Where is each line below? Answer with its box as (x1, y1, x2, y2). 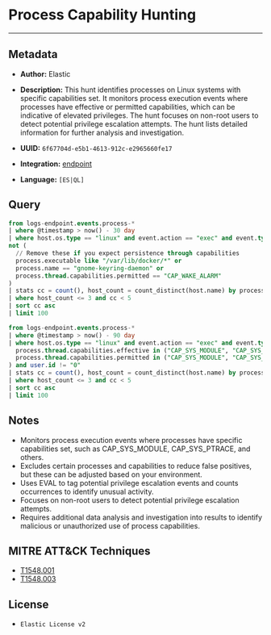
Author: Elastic (19, 69, 71, 78)
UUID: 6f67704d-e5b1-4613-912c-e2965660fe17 (19, 143, 173, 152)
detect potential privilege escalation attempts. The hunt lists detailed (19, 119, 248, 128)
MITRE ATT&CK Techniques (8, 544, 151, 558)
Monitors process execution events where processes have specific (19, 435, 243, 445)
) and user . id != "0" (8, 361, 81, 370)
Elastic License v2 (19, 620, 86, 629)
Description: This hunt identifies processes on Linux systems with (19, 85, 241, 94)
